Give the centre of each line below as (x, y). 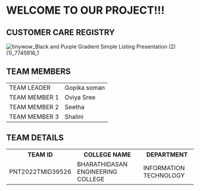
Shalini (74, 117)
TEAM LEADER (30, 87)
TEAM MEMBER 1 (34, 97)
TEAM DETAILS (35, 138)
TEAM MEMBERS (39, 72)
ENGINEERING (97, 171)
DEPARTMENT (167, 154)
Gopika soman (85, 87)
